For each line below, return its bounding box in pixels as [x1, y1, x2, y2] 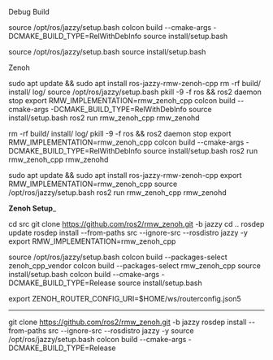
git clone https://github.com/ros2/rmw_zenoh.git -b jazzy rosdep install [8, 317, 247, 327]
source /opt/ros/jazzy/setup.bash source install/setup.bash [8, 47, 206, 56]
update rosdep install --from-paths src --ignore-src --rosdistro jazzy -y [8, 228, 248, 237]
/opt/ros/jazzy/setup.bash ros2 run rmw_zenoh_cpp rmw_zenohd [8, 188, 227, 197]
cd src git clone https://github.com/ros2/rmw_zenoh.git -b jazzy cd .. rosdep [8, 219, 265, 228]
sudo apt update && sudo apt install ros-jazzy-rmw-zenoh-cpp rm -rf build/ [8, 79, 262, 88]
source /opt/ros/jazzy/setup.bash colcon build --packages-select [8, 252, 227, 262]
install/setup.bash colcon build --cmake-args [8, 270, 160, 279]
